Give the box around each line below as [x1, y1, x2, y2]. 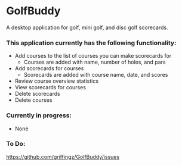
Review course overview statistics [14, 77, 99, 84]
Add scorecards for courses [14, 65, 84, 72]
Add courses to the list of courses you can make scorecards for [14, 52, 172, 59]
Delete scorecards [14, 90, 61, 98]
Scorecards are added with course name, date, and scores [23, 71, 168, 79]
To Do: [6, 140, 26, 148]
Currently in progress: [6, 111, 72, 120]
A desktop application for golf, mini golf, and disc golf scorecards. [6, 24, 168, 31]
